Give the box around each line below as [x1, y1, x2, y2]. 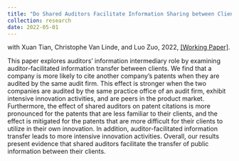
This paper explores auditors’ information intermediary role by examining [7, 57, 221, 65]
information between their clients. [7, 147, 106, 156]
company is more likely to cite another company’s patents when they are [7, 72, 220, 80]
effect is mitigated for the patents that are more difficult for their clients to [7, 117, 223, 126]
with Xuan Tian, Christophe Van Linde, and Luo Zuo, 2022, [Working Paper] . [7, 43, 230, 52]
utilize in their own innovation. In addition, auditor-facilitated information [7, 125, 218, 133]
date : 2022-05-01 [7, 23, 59, 30]
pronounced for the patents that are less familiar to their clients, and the [7, 109, 218, 118]
